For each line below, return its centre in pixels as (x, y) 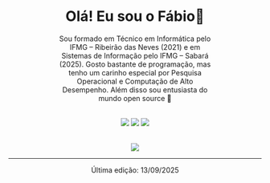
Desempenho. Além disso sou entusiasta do (135, 89)
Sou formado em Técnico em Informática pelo (135, 39)
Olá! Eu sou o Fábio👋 (135, 16)
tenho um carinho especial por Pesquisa (135, 72)
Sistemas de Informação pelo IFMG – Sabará (135, 55)
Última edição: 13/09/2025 (135, 170)
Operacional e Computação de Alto (135, 81)
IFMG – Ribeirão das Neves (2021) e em (135, 47)
